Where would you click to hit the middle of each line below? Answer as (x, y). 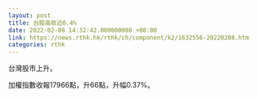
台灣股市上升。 (32, 69)
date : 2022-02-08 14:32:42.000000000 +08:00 (83, 30)
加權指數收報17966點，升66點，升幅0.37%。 (81, 85)
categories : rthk (37, 45)
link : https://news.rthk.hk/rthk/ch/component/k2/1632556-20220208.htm (128, 37)
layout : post (30, 15)
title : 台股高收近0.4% (43, 23)
